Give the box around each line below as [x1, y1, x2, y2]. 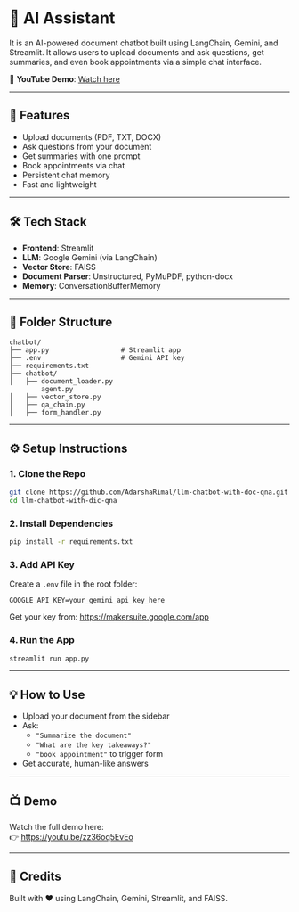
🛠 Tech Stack [9, 214, 87, 230]
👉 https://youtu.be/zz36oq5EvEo [9, 832, 133, 842]
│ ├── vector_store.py [9, 392, 101, 402]
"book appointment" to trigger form [35, 749, 164, 760]
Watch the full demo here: [9, 822, 104, 833]
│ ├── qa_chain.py [9, 400, 86, 409]
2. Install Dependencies [9, 517, 114, 530]
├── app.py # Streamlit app [9, 346, 181, 355]
